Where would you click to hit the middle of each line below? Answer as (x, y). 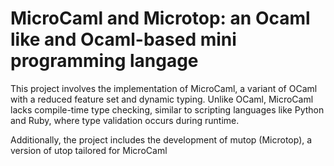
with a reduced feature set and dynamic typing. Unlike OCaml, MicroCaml (162, 99)
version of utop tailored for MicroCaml (89, 150)
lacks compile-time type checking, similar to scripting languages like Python (167, 109)
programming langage (104, 61)
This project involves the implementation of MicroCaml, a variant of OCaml (164, 88)
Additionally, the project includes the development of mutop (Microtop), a (161, 139)
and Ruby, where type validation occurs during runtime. (125, 120)
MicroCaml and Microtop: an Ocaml (160, 18)
